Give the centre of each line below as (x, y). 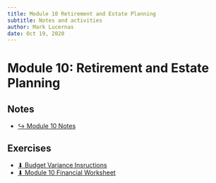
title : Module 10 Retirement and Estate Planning (82, 14)
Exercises (29, 148)
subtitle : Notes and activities (55, 20)
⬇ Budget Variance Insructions (62, 165)
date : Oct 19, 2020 (36, 33)
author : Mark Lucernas (41, 27)
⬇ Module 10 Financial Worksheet (67, 172)
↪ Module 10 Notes (47, 126)
